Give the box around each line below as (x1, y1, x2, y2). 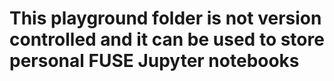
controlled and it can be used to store (9, 28, 325, 51)
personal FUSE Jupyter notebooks (9, 50, 300, 72)
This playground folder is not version (9, 7, 322, 30)
